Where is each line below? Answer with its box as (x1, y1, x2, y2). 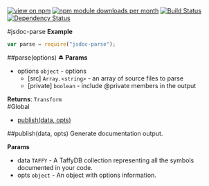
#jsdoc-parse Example (7, 28, 73, 35)
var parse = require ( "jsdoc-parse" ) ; (7, 41, 116, 48)
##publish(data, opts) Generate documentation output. (7, 129, 163, 137)
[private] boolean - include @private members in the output (27, 81, 197, 90)
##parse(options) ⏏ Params (7, 53, 88, 62)
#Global (7, 102, 30, 110)
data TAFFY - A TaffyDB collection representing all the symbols (17, 156, 194, 164)
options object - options (17, 67, 87, 75)
